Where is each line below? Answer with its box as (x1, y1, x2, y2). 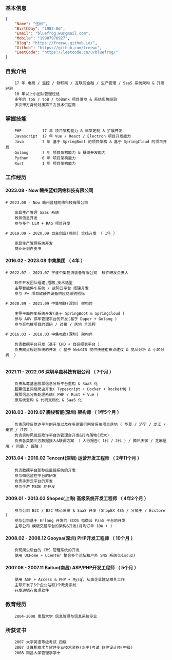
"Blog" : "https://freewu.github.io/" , (14, 40, 98, 46)
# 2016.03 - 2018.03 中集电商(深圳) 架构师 (5, 332, 93, 337)
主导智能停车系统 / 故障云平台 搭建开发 (14, 286, 89, 291)
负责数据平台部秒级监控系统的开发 (14, 468, 76, 473)
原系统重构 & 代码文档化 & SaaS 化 (14, 397, 82, 403)
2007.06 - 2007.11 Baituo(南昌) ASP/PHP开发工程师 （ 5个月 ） (5, 564, 139, 570)
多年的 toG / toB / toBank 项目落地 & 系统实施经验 (14, 97, 117, 102)
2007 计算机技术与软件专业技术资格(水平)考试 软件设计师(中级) (14, 645, 133, 650)
